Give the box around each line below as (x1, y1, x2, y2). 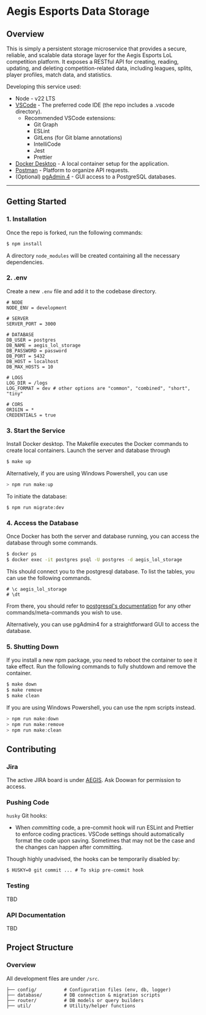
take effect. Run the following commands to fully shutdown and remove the (6, 663, 196, 670)
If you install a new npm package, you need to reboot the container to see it (6, 656, 197, 664)
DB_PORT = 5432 (6, 353, 45, 359)
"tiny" (6, 391, 23, 397)
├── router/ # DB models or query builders (6, 997, 144, 1003)
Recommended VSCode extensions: (24, 115, 116, 121)
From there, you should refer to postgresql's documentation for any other (6, 602, 191, 610)
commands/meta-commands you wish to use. (6, 608, 123, 616)
